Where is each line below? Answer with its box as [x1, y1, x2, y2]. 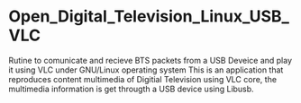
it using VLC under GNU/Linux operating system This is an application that [8, 64, 284, 75]
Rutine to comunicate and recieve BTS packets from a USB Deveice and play [8, 55, 293, 65]
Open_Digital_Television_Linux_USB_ [8, 6, 290, 27]
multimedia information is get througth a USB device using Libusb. [8, 83, 254, 94]
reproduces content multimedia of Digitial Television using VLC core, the [8, 73, 277, 84]
